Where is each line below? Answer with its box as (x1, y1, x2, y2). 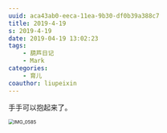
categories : (8, 64, 48, 73)
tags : (8, 42, 26, 50)
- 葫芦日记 (22, 49, 55, 57)
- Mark (22, 57, 45, 65)
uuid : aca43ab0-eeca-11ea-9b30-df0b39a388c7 (8, 11, 160, 20)
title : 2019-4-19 (8, 19, 67, 27)
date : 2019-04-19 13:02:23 (8, 34, 99, 43)
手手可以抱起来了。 (8, 102, 72, 112)
